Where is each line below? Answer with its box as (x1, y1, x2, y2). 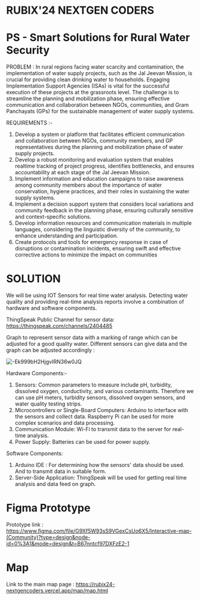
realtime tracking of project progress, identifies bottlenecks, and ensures (14, 162, 195, 170)
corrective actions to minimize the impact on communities (14, 251, 158, 258)
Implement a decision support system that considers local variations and (14, 200, 194, 208)
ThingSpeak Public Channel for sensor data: (6, 316, 115, 323)
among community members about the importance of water (14, 181, 162, 188)
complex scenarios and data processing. (14, 419, 115, 426)
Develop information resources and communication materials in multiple (14, 219, 192, 227)
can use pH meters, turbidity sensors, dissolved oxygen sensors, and (14, 394, 186, 401)
